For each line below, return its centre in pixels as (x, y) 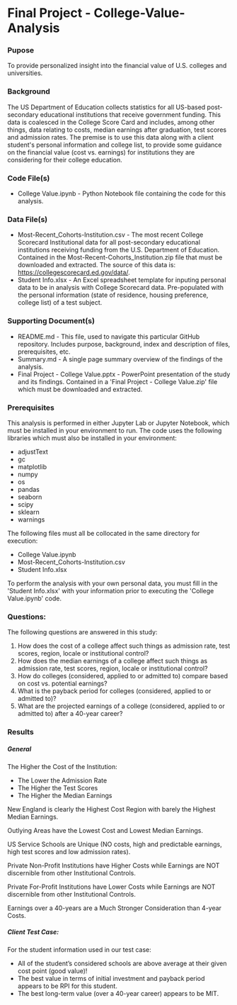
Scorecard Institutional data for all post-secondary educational (109, 242)
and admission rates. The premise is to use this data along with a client (111, 137)
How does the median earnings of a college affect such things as (112, 661)
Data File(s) (28, 219)
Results (21, 732)
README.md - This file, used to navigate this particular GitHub (109, 336)
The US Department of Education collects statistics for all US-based (106, 107)
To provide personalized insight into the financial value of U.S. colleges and (117, 66)
